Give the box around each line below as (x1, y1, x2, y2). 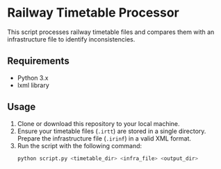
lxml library (17, 81, 50, 89)
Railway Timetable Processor (7, 5, 179, 21)
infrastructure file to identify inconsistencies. (7, 35, 136, 43)
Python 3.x (17, 73, 49, 82)
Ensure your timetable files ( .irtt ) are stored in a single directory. (17, 127, 206, 135)
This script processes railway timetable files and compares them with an (7, 28, 215, 36)
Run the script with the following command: (17, 141, 142, 150)
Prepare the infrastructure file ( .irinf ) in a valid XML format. (17, 134, 192, 143)
